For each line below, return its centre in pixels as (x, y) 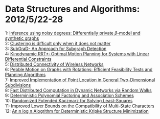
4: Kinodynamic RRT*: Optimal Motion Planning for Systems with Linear (77, 54)
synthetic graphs (22, 38)
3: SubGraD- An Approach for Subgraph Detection (56, 48)
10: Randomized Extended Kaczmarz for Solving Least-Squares (69, 100)
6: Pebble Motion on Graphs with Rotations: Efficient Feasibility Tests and (79, 69)
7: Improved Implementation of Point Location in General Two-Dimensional (80, 80)
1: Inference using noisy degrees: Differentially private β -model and (73, 33)
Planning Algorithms (25, 74)
